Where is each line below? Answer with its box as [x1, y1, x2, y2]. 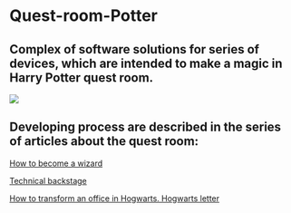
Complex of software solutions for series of [9, 42, 260, 57]
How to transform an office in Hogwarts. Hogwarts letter [9, 192, 220, 204]
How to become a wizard [9, 158, 103, 169]
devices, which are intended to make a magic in [9, 55, 283, 71]
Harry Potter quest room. [9, 70, 154, 85]
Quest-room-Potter [9, 5, 159, 26]
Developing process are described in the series [9, 120, 282, 135]
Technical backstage [9, 175, 88, 186]
